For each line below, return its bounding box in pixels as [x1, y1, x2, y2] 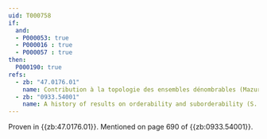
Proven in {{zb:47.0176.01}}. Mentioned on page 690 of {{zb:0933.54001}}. [8, 122, 253, 132]
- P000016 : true [15, 41, 73, 49]
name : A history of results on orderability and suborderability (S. [22, 100, 258, 108]
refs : [8, 71, 26, 79]
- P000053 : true [15, 33, 69, 42]
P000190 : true [15, 64, 62, 71]
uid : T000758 [8, 11, 52, 20]
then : [8, 56, 26, 64]
